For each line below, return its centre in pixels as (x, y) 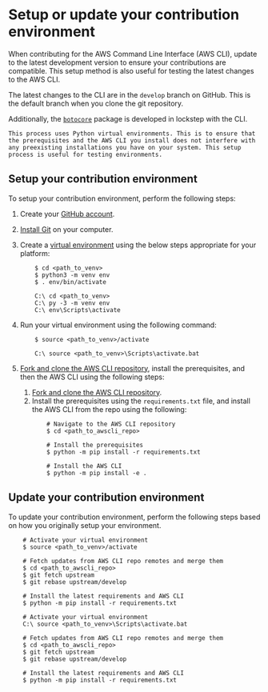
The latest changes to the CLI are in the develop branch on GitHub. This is (130, 94)
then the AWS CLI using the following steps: (92, 377)
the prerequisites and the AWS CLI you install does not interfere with (132, 140)
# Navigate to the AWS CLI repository (111, 424)
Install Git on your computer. (66, 229)
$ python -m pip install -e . (97, 473)
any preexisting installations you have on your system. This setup (125, 147)
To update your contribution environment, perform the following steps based (134, 517)
